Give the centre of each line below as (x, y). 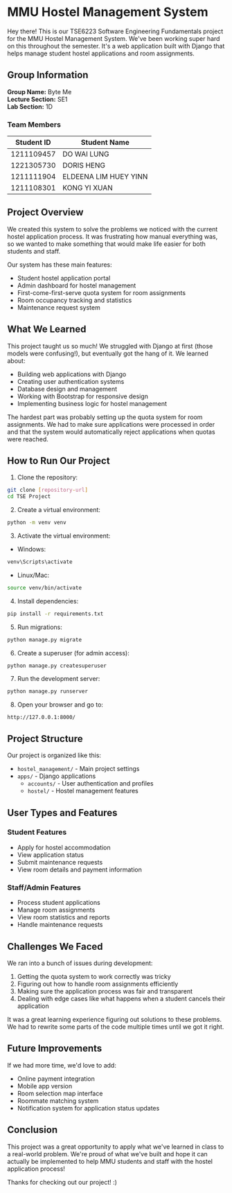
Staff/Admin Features (44, 887)
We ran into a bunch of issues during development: (80, 963)
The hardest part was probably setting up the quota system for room (105, 417)
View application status (51, 855)
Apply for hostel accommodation (64, 847)
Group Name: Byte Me (39, 91)
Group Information (48, 75)
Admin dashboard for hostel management (77, 285)
